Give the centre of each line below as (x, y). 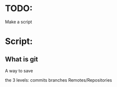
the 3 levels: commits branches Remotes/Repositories (58, 80)
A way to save (19, 71)
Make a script (19, 22)
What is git (22, 59)
